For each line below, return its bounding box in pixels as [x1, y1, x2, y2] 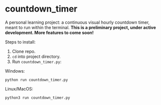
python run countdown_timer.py [5, 77, 68, 82]
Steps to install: [5, 39, 36, 45]
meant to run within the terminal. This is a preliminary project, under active [5, 24, 156, 30]
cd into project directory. [12, 53, 61, 59]
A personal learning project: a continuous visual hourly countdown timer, [5, 19, 150, 25]
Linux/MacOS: [5, 86, 33, 91]
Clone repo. [12, 48, 36, 54]
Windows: [5, 68, 25, 74]
